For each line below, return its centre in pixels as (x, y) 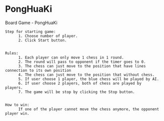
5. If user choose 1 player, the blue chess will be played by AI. (89, 79)
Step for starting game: (30, 31)
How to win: (17, 105)
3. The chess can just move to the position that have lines (82, 66)
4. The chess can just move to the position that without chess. (86, 75)
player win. (17, 113)
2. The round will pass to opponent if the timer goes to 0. (82, 62)
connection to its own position (38, 70)
